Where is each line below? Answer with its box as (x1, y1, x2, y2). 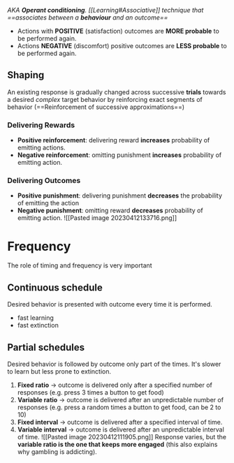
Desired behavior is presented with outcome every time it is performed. (7, 300, 213, 309)
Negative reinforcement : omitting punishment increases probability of (17, 151, 222, 159)
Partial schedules (7, 341, 85, 353)
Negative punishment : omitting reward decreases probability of (17, 206, 204, 215)
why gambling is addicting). (17, 447, 98, 456)
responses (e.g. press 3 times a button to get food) (17, 388, 164, 397)
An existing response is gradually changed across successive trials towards (7, 87, 226, 96)
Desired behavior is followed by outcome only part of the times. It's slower (7, 360, 221, 368)
